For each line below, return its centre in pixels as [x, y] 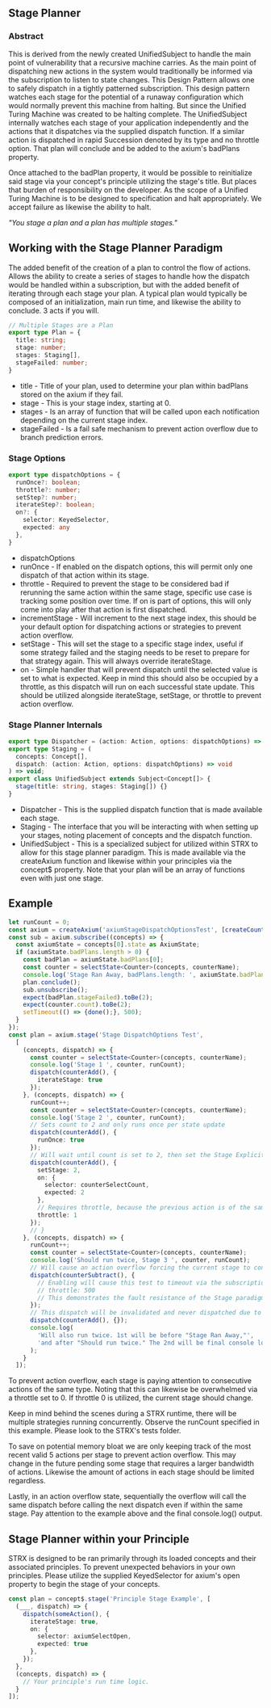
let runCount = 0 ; [39, 922]
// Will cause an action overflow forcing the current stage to [140, 1268]
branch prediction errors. [62, 437]
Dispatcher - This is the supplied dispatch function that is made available [141, 809]
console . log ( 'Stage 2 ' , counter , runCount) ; [107, 1117]
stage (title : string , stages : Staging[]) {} [92, 787]
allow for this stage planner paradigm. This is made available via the [133, 852]
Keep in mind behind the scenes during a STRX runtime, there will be [123, 1414]
